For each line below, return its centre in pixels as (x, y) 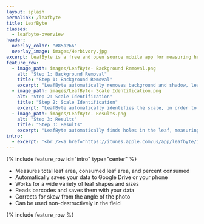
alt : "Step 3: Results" (47, 119)
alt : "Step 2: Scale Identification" (65, 97)
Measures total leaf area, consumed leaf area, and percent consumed (102, 171)
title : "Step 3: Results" (50, 125)
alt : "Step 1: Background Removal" (62, 74)
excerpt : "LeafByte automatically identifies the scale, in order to (107, 108)
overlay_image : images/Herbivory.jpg (59, 52)
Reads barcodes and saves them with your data (75, 190)
